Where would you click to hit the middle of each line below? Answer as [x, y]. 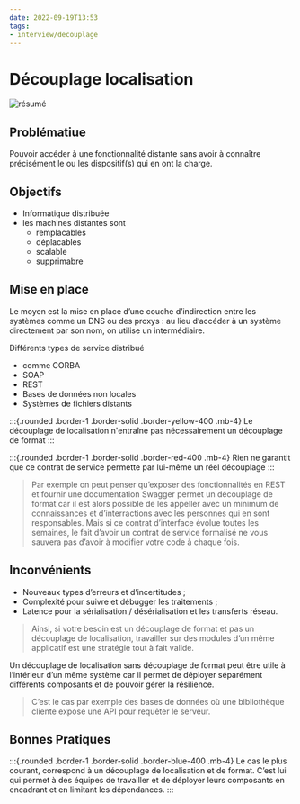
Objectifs [36, 191]
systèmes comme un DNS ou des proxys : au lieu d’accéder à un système [145, 321]
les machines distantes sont [74, 222]
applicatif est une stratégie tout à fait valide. [113, 647]
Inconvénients [50, 570]
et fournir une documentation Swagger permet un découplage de [152, 494]
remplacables [61, 232]
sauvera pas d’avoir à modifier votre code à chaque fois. [135, 542]
